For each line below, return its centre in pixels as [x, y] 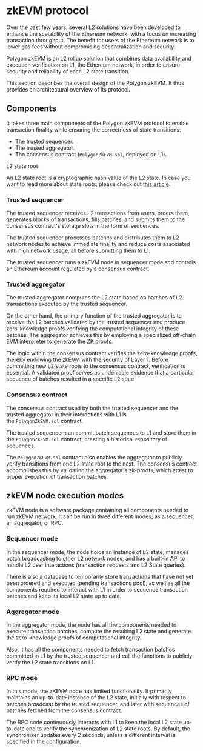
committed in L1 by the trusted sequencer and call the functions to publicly [99, 656]
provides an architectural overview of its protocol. [68, 89]
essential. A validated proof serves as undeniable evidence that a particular [100, 373]
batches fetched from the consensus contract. [64, 710]
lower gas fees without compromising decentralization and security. [91, 47]
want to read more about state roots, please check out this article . [88, 184]
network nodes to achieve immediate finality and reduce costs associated [98, 244]
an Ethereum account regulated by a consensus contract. [78, 269]
